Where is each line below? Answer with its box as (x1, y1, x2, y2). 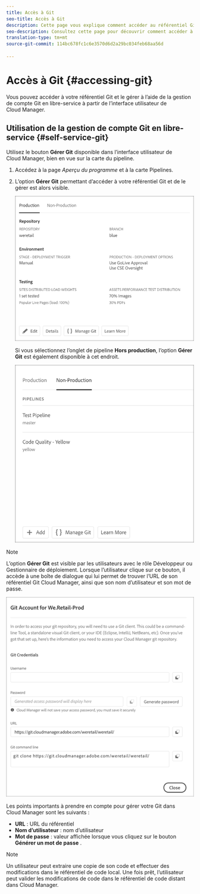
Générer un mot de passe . (14, 839, 82, 846)
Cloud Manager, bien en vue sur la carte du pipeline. (6, 155, 135, 162)
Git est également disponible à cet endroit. (14, 353, 120, 360)
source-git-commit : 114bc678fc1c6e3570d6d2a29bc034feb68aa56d (6, 41, 164, 47)
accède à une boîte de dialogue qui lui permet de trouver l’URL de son (6, 573, 178, 580)
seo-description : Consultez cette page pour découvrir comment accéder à (6, 29, 193, 35)
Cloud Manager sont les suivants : (6, 809, 90, 816)
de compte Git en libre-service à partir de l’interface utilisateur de (6, 99, 167, 107)
